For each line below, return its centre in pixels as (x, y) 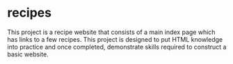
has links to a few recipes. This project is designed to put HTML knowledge (115, 39)
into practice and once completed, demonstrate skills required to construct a (117, 47)
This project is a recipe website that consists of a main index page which (111, 32)
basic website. (28, 54)
